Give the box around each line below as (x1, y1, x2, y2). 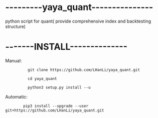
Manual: (5, 57, 22, 64)
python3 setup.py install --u (27, 85, 91, 90)
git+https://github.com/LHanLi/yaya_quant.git (5, 107, 104, 113)
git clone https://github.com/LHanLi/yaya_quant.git (27, 67, 140, 72)
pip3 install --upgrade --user (23, 103, 89, 108)
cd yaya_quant (27, 76, 57, 81)
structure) (5, 23, 26, 29)
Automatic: (5, 93, 28, 99)
